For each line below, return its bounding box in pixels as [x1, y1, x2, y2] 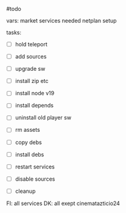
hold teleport [15, 41, 47, 48]
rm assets [15, 126, 41, 134]
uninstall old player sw [15, 114, 72, 121]
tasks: [6, 29, 22, 36]
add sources [15, 53, 47, 60]
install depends [15, 102, 54, 109]
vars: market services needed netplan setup [6, 17, 117, 24]
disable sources [15, 175, 55, 182]
